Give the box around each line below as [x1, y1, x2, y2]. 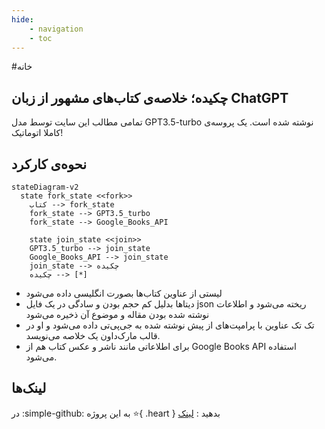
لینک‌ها [11, 380, 47, 397]
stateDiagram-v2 [11, 182, 79, 192]
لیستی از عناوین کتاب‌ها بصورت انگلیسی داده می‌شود [25, 287, 223, 299]
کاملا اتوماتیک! [11, 127, 64, 139]
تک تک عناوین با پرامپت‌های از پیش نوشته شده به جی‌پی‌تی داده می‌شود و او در [25, 319, 315, 331]
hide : [11, 14, 34, 25]
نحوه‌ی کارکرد [11, 156, 88, 173]
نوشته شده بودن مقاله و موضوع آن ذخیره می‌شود [25, 309, 210, 320]
